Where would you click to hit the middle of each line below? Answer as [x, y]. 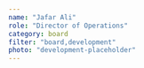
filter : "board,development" [62, 42]
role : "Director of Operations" [68, 26]
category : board [38, 34]
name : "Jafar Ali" [42, 17]
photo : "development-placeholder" [72, 50]
